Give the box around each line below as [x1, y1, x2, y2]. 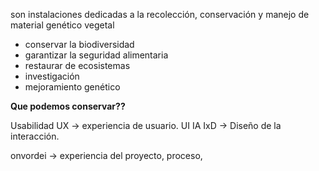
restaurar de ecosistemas [24, 60, 131, 71]
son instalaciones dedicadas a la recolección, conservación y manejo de [10, 9, 310, 20]
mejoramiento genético [24, 81, 121, 93]
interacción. [10, 130, 60, 142]
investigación [24, 70, 80, 82]
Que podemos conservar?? [10, 100, 126, 112]
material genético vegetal [10, 19, 115, 31]
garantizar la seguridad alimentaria [24, 49, 169, 61]
